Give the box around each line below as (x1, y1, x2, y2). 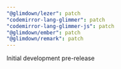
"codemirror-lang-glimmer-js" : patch (6, 23, 115, 29)
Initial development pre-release (6, 54, 95, 62)
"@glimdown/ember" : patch (6, 29, 80, 36)
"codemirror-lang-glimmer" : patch (6, 16, 106, 23)
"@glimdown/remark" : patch (6, 36, 84, 42)
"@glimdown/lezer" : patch (6, 10, 80, 17)
